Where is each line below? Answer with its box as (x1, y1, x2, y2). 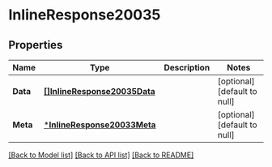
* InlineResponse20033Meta (43, 119, 156, 131)
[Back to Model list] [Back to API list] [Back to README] (8, 150, 194, 160)
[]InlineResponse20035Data (43, 86, 155, 96)
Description (164, 62, 210, 73)
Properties (8, 38, 63, 52)
